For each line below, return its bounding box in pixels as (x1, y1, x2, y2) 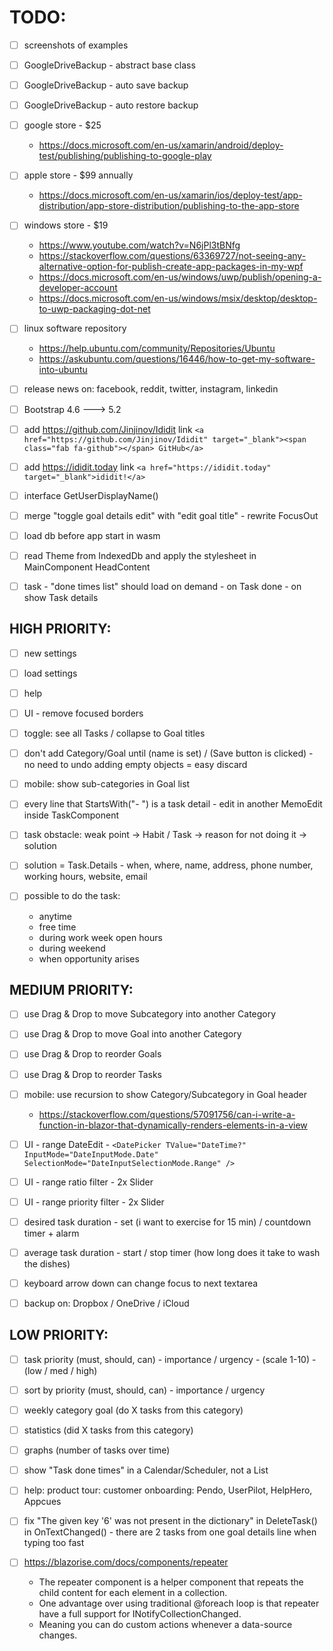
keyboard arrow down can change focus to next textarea (23, 1277, 259, 1289)
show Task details (23, 592, 99, 603)
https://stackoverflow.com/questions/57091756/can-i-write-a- (38, 1108, 296, 1120)
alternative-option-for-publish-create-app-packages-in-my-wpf (38, 261, 304, 273)
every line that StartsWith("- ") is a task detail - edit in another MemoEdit (23, 798, 323, 810)
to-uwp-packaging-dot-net (38, 303, 151, 315)
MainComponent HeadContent (23, 561, 151, 573)
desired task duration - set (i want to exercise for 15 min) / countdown (23, 1216, 312, 1228)
